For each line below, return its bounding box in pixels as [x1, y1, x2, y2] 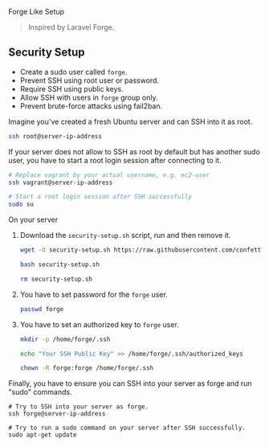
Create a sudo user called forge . [19, 67, 128, 76]
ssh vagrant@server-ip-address [8, 178, 113, 187]
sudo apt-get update [8, 431, 78, 439]
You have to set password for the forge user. [19, 289, 169, 299]
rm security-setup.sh [19, 275, 92, 283]
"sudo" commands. [8, 388, 72, 397]
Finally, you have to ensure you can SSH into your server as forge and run [8, 379, 252, 388]
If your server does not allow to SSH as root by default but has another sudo [8, 146, 261, 156]
